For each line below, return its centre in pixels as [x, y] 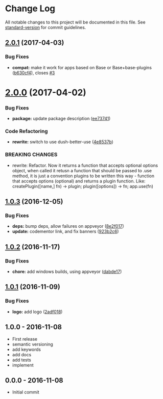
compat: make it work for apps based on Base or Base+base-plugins [82, 67]
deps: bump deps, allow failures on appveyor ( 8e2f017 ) [68, 226]
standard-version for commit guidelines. [46, 27]
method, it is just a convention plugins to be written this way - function [83, 176]
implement [23, 365]
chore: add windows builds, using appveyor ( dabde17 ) [67, 272]
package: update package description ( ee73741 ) [61, 119]
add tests [22, 360]
